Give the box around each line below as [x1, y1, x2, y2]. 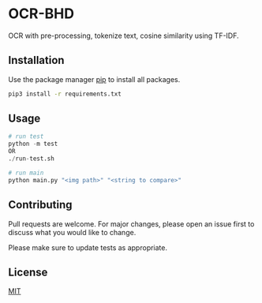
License [8, 265, 48, 279]
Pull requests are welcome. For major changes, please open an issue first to [8, 219, 255, 229]
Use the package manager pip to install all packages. [8, 74, 181, 84]
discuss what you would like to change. [8, 227, 137, 237]
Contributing [8, 198, 73, 211]
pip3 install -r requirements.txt [8, 90, 122, 98]
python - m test [8, 140, 58, 148]
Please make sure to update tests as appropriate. [8, 242, 168, 252]
